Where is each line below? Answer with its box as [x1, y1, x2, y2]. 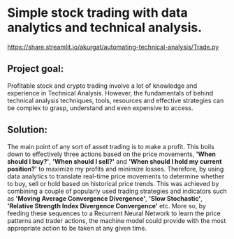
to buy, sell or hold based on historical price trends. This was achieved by [7, 179, 219, 187]
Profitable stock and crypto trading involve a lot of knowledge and [7, 82, 198, 90]
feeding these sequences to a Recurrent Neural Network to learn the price [7, 209, 221, 217]
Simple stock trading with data [7, 5, 189, 21]
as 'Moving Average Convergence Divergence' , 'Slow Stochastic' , [7, 194, 203, 203]
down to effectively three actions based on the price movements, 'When [7, 150, 217, 158]
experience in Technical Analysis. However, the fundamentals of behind [7, 88, 214, 97]
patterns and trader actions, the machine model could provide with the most [7, 216, 226, 224]
